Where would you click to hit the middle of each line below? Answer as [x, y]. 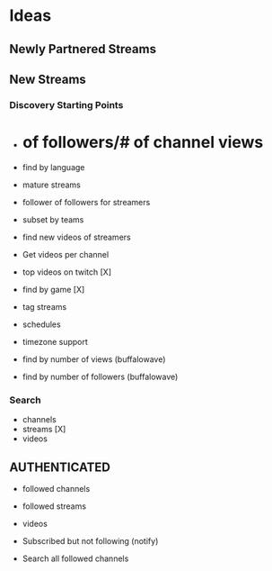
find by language [53, 167]
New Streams [48, 79]
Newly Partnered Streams [83, 49]
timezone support [55, 341]
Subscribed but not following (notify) [90, 540]
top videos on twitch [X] [67, 272]
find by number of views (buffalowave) [94, 359]
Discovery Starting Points [66, 104]
